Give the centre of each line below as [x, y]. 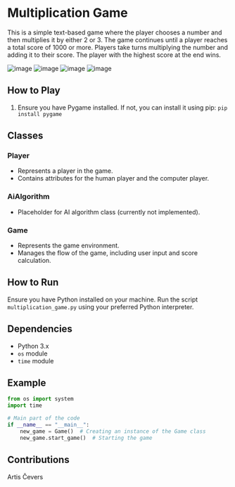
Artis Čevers [25, 476]
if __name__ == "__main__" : [49, 425]
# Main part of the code [44, 418]
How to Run [33, 283]
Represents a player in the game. [65, 171]
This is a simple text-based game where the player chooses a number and [115, 32]
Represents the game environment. [68, 246]
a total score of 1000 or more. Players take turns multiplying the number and [118, 47]
